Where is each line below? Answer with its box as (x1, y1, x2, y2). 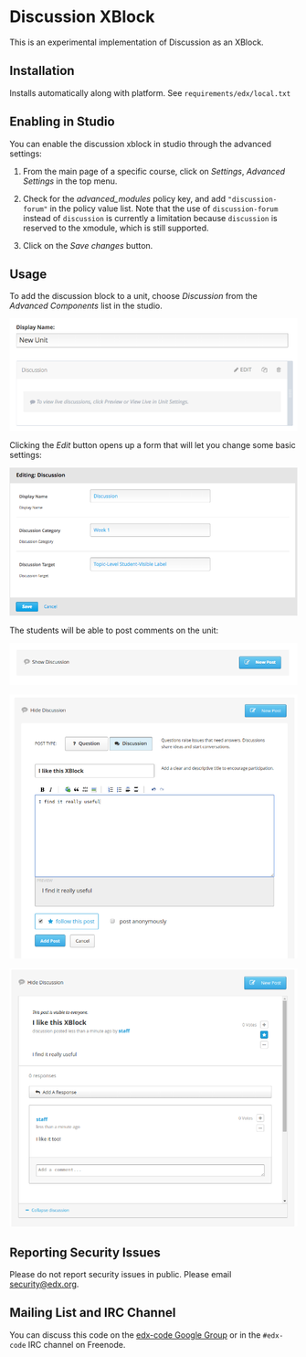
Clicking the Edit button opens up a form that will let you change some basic (9, 440, 297, 451)
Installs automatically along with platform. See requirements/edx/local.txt (9, 87, 291, 98)
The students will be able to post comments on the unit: (9, 625, 219, 636)
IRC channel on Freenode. (27, 1339, 126, 1350)
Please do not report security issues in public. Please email (9, 1268, 232, 1279)
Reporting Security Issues (9, 1245, 162, 1260)
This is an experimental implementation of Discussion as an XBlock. (9, 37, 264, 48)
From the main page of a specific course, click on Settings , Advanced (22, 166, 286, 176)
